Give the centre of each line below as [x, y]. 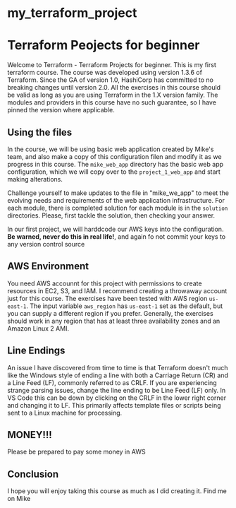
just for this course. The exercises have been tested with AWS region [107, 298]
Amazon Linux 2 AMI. [38, 328]
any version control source [46, 244]
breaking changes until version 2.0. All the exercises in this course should [114, 88]
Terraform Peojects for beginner [104, 46]
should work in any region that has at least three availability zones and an [114, 321]
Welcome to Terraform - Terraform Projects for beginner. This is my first [112, 65]
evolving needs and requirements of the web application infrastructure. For [116, 200]
